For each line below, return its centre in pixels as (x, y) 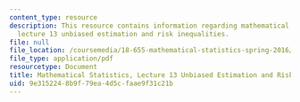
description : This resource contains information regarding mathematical (150, 26)
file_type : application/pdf (62, 59)
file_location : (37, 51)
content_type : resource (54, 17)
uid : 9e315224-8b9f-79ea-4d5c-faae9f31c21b (92, 83)
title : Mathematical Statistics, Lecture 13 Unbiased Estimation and (142, 75)
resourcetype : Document (54, 67)
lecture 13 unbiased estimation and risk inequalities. (123, 34)
